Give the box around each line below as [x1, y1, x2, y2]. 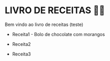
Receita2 [12, 41, 31, 47]
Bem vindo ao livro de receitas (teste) [5, 21, 84, 27]
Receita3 [12, 51, 31, 57]
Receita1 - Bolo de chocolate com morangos [12, 31, 105, 37]
